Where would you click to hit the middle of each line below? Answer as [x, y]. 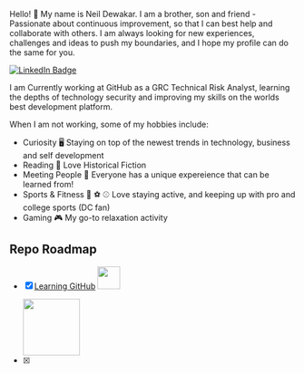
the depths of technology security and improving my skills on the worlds [144, 97]
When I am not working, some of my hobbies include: [109, 124]
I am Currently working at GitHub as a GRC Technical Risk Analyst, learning [150, 87]
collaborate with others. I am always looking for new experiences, [132, 33]
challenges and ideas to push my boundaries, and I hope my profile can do [149, 43]
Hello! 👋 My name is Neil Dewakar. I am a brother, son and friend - [133, 14]
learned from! [48, 184]
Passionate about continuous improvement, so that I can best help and [141, 24]
